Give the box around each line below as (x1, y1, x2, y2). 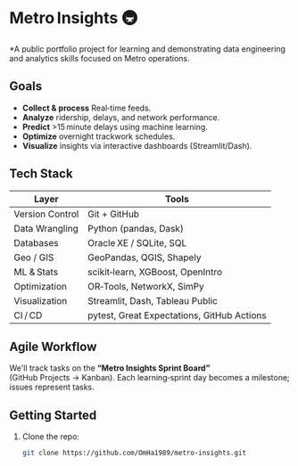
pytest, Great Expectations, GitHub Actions (87, 309, 267, 322)
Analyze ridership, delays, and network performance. (21, 111, 220, 122)
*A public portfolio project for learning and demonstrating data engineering (9, 43, 286, 54)
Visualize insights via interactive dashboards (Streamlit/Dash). (21, 140, 252, 151)
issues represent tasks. (9, 381, 95, 393)
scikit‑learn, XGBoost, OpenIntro (87, 266, 223, 278)
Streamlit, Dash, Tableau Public (87, 294, 219, 307)
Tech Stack (9, 167, 73, 182)
